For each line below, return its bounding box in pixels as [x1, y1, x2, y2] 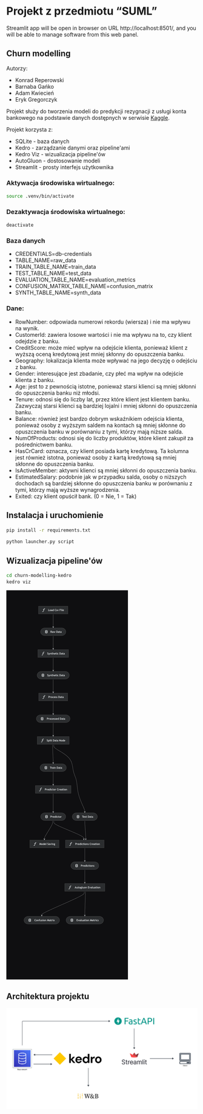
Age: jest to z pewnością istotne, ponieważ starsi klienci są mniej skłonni [15, 382, 196, 390]
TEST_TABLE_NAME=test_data [15, 269, 92, 277]
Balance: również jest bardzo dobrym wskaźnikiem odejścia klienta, [15, 415, 184, 422]
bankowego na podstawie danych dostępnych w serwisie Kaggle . [6, 114, 170, 121]
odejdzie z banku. [15, 337, 60, 345]
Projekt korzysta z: [6, 126, 53, 133]
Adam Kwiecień [15, 89, 55, 97]
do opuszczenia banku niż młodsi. [15, 389, 101, 396]
